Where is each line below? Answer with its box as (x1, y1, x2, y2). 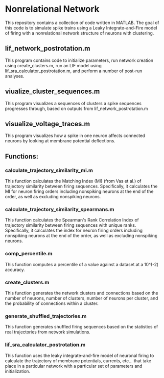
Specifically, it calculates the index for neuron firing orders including (5, 227, 143, 234)
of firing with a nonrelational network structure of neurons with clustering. (5, 30, 154, 36)
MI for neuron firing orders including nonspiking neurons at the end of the (5, 189, 154, 194)
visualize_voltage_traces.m (5, 119, 90, 128)
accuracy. (5, 267, 25, 272)
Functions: (5, 152, 39, 161)
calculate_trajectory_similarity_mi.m (5, 167, 93, 174)
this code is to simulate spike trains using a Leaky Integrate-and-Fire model (5, 25, 158, 30)
